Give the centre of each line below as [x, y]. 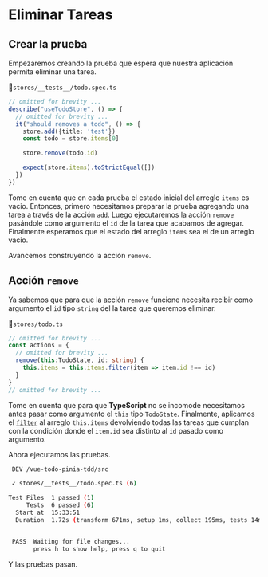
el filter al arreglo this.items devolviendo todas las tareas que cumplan [129, 422]
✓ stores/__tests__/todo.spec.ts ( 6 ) [74, 484]
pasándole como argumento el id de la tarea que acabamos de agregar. [126, 223]
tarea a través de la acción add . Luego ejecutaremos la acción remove [121, 214]
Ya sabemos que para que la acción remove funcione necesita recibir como [131, 300]
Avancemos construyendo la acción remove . [80, 255]
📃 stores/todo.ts [36, 324]
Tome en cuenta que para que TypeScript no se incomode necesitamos [127, 405]
